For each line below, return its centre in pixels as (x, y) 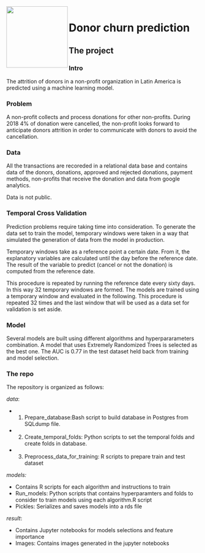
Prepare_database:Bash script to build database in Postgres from (106, 417)
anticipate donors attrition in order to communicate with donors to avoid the (102, 130)
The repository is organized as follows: (55, 387)
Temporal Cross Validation (47, 213)
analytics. (18, 185)
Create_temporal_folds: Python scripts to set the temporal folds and (109, 437)
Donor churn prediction (129, 28)
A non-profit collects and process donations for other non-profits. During (99, 117)
